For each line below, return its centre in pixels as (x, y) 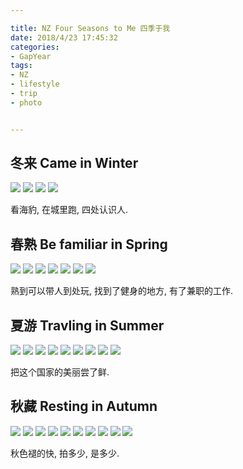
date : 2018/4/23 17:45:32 (64, 37)
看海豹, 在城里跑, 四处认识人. (69, 210)
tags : (21, 66)
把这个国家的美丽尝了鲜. (60, 372)
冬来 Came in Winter (74, 163)
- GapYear (31, 56)
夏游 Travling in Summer (87, 325)
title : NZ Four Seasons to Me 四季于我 (90, 28)
